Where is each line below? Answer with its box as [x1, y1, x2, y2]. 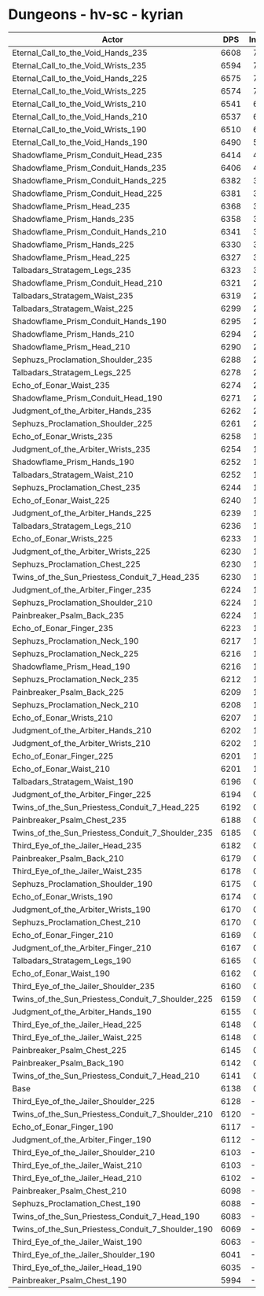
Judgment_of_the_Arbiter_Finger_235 [12, 584, 152, 595]
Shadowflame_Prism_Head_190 [12, 661, 131, 672]
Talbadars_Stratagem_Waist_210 [12, 469, 134, 480]
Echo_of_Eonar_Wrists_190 [12, 891, 113, 902]
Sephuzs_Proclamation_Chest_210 [12, 917, 141, 928]
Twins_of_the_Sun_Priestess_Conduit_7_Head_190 [12, 1210, 200, 1221]
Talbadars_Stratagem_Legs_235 [12, 264, 132, 275]
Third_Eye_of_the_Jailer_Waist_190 [12, 1236, 143, 1247]
